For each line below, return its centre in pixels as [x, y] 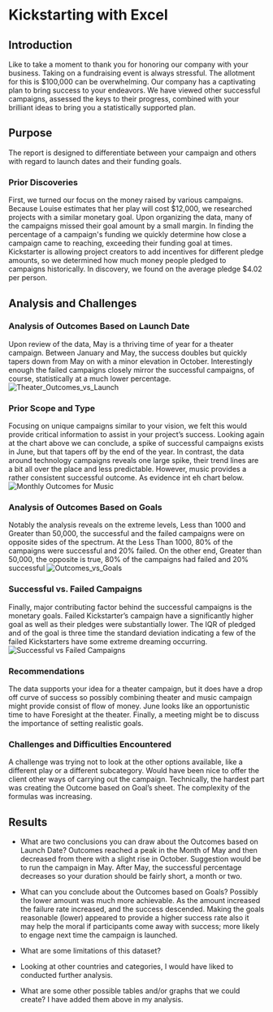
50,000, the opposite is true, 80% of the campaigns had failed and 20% [129, 560]
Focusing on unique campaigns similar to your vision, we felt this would [128, 426]
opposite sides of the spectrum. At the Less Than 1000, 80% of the [121, 543]
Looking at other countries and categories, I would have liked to [127, 967]
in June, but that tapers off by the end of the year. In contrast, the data [126, 452]
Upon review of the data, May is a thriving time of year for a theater [121, 344]
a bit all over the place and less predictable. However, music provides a [128, 469]
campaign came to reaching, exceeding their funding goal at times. [121, 243]
